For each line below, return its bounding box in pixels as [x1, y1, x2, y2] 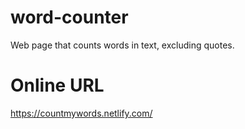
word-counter [10, 6, 129, 29]
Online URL [10, 74, 105, 97]
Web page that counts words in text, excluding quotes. [10, 39, 235, 51]
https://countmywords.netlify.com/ [10, 107, 153, 119]
